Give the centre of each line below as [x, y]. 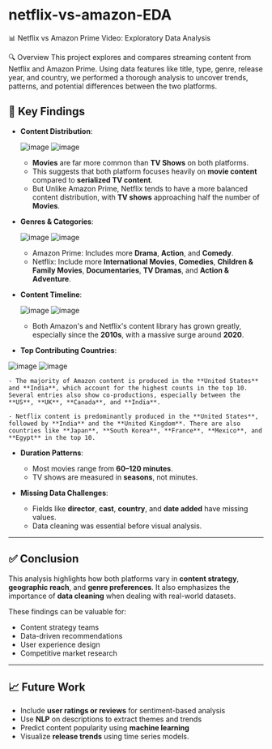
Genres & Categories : [57, 222]
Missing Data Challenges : [64, 493]
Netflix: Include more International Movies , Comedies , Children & [142, 261]
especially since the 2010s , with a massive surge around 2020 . [138, 334]
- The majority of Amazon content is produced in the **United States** [134, 381]
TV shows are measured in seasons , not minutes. [115, 477]
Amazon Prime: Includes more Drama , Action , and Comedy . [133, 252]
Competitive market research [68, 653]
